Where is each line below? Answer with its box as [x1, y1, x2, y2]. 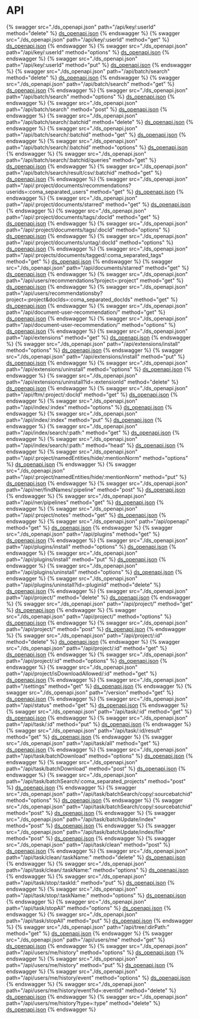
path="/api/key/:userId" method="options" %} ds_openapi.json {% [6, 48, 170, 55]
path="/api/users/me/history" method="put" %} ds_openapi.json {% [6, 961, 175, 968]
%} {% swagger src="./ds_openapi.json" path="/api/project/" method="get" [6, 600, 193, 607]
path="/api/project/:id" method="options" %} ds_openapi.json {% [6, 657, 168, 664]
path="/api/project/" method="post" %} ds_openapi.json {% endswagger [6, 625, 186, 632]
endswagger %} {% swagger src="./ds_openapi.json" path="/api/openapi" [6, 517, 189, 525]
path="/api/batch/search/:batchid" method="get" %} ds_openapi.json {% [6, 131, 186, 138]
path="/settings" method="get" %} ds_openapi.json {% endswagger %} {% [6, 683, 192, 690]
